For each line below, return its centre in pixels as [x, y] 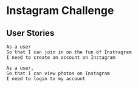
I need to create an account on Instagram [61, 58]
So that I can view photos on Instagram [58, 73]
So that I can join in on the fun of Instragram [69, 52]
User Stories [30, 33]
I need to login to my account [46, 79]
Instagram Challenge [60, 11]
